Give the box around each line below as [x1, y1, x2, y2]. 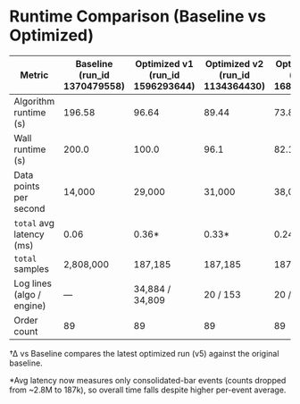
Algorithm [13, 95, 55, 107]
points [13, 180, 40, 192]
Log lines [13, 277, 52, 290]
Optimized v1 [135, 57, 194, 70]
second [13, 202, 46, 215]
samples [13, 262, 49, 274]
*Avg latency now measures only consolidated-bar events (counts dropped [9, 375, 287, 385]
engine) [13, 299, 46, 312]
